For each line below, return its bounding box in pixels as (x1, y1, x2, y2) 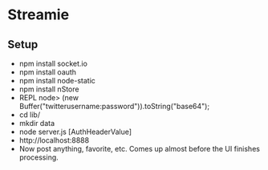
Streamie (7, 6, 70, 24)
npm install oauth (18, 67, 77, 77)
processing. (18, 152, 59, 162)
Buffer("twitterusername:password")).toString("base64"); (18, 102, 210, 111)
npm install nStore (18, 84, 79, 94)
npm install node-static (18, 76, 95, 85)
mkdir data (18, 119, 55, 127)
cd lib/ (18, 110, 41, 119)
